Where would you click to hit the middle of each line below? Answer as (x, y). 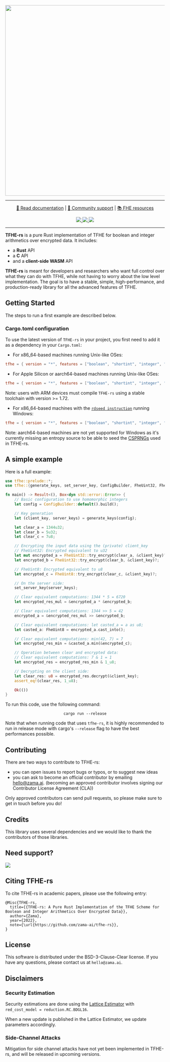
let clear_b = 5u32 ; (36, 532)
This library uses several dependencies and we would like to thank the (78, 832)
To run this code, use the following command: (53, 705)
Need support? (29, 853)
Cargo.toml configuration (37, 328)
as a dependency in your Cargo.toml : (44, 345)
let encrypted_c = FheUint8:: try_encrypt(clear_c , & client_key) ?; (86, 574)
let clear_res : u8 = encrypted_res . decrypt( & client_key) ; (77, 676)
